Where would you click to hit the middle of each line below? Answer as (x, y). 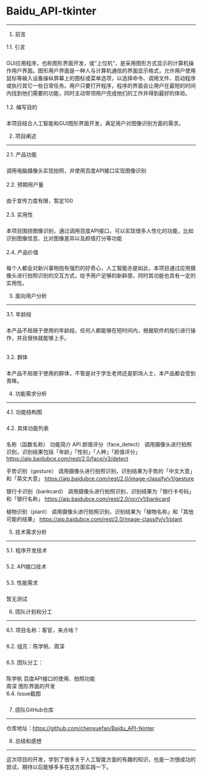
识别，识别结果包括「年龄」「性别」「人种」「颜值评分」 (73, 452)
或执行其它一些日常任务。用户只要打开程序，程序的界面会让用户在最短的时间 (101, 85)
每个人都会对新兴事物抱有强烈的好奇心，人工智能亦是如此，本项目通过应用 (98, 268)
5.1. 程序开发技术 (27, 550)
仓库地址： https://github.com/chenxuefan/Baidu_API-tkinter (80, 728)
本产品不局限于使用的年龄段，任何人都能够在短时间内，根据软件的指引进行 (98, 331)
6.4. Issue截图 (23, 694)
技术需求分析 (31, 532)
